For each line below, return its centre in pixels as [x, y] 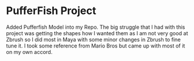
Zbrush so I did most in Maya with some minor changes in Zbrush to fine [93, 39]
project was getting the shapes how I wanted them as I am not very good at [97, 33]
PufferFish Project [51, 11]
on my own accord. [29, 52]
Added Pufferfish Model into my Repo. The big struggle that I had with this [96, 27]
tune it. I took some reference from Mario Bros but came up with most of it [96, 46]
